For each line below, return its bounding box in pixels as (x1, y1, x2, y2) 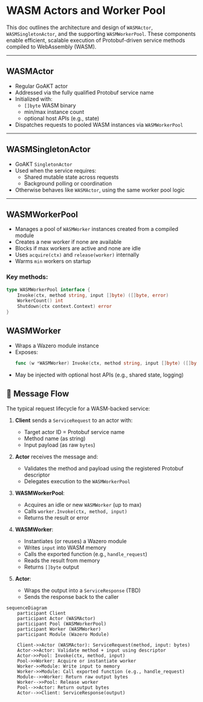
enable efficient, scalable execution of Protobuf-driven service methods (6, 36, 185, 44)
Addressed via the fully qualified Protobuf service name (14, 89, 154, 96)
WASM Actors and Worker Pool (6, 4, 166, 18)
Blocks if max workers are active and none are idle (14, 245, 141, 252)
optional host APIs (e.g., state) (24, 115, 100, 122)
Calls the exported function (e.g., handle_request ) (24, 550, 148, 558)
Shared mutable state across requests (24, 173, 119, 181)
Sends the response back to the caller (24, 593, 119, 600)
